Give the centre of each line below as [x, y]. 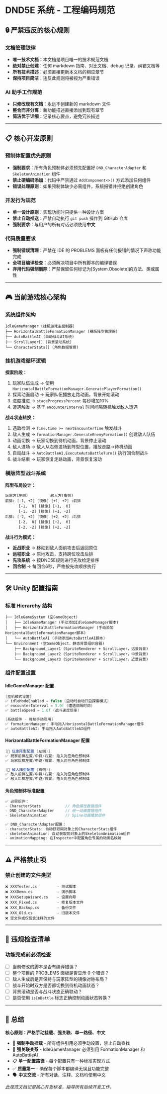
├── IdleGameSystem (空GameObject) [42, 617]
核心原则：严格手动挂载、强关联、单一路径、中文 [55, 1032]
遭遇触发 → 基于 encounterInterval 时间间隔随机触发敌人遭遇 [75, 407]
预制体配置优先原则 [28, 156]
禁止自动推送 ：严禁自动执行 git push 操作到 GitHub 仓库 [70, 218]
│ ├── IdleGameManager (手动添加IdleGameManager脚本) [62, 623]
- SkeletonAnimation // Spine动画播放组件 [55, 815]
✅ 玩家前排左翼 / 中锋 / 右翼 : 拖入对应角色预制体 [47, 756]
